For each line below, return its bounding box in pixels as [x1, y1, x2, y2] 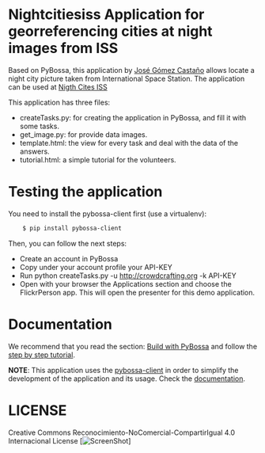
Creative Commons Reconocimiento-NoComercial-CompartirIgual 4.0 [8, 428, 236, 437]
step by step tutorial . [8, 350, 75, 360]
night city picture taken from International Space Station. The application [8, 74, 245, 83]
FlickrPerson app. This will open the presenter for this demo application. [19, 287, 256, 297]
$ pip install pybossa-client [22, 224, 123, 232]
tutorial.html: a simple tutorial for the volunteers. [19, 154, 176, 164]
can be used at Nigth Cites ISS [8, 82, 108, 92]
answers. [19, 147, 50, 156]
